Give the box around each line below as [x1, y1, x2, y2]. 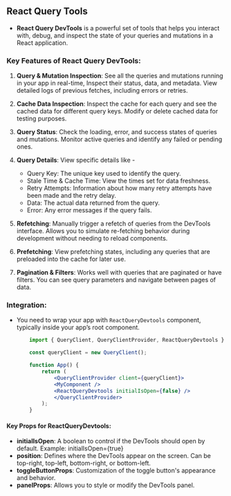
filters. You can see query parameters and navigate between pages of [16, 276, 216, 284]
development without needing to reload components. [16, 235, 168, 243]
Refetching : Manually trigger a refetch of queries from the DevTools [16, 219, 211, 228]
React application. [16, 38, 68, 47]
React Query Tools [6, 6, 88, 17]
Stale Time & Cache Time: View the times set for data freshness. [26, 176, 211, 185]
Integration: [6, 300, 47, 310]
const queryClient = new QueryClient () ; [29, 349, 147, 356]
